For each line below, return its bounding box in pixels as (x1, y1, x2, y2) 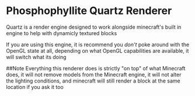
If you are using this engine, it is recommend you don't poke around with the (6, 41, 190, 48)
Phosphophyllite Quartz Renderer (6, 4, 172, 18)
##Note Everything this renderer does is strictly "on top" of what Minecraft (6, 64, 186, 71)
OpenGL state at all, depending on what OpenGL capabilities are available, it (6, 47, 189, 54)
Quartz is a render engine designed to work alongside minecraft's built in (6, 23, 182, 30)
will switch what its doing (6, 53, 67, 60)
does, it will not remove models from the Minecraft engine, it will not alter (6, 71, 182, 78)
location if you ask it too (6, 83, 64, 90)
